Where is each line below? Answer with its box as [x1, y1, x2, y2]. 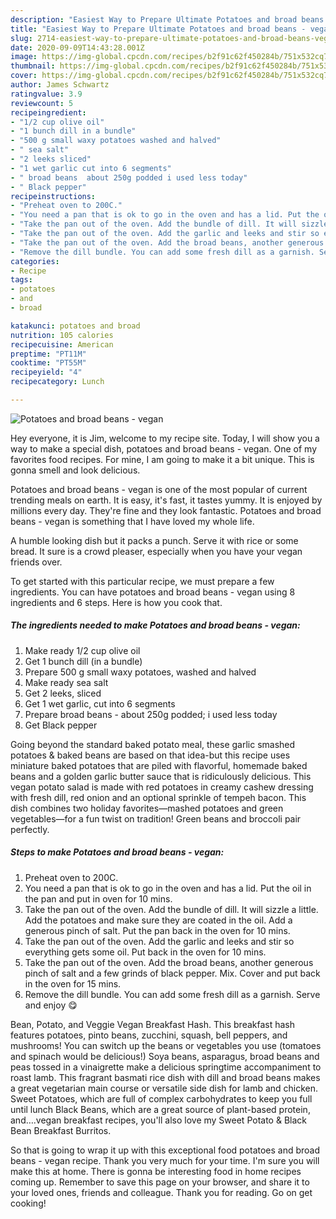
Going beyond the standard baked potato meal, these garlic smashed [10, 738, 296, 750]
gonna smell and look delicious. [10, 464, 141, 476]
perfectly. [10, 823, 50, 835]
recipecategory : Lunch [10, 377, 105, 387]
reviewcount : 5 [10, 98, 74, 108]
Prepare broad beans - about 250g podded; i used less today [24, 708, 278, 720]
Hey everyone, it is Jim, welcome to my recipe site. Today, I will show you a [10, 432, 320, 444]
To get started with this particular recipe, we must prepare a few [10, 575, 275, 587]
